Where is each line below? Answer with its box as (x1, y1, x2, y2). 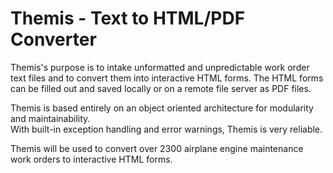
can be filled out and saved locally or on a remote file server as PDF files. (10, 82, 312, 94)
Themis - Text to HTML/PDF (10, 7, 246, 30)
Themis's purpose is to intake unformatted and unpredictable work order (10, 61, 310, 73)
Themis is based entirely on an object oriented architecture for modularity (10, 102, 314, 114)
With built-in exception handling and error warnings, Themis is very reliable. (10, 123, 323, 135)
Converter (10, 28, 97, 51)
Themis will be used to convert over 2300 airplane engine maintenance (10, 142, 304, 154)
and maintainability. (10, 112, 91, 124)
